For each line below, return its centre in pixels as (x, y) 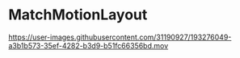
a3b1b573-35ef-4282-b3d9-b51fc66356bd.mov (88, 45)
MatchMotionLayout (78, 15)
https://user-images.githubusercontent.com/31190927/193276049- (120, 37)
